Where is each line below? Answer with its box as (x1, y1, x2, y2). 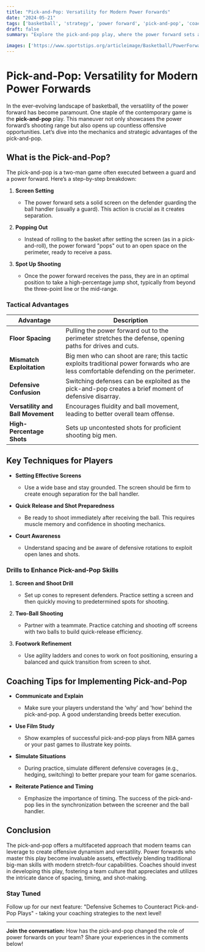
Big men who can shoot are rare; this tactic (65, 352, 189, 361)
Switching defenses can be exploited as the (65, 377, 191, 386)
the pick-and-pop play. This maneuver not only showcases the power (6, 115, 182, 122)
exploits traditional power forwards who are (65, 359, 190, 368)
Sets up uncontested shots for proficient (65, 423, 181, 432)
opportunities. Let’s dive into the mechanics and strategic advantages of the (6, 128, 198, 135)
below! (6, 940, 23, 948)
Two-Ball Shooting (15, 610, 63, 617)
